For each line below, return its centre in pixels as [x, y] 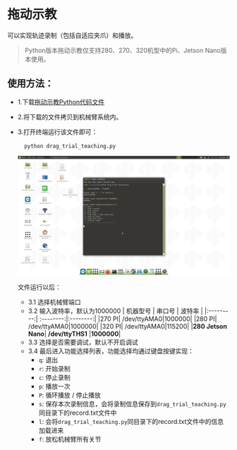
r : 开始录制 [54, 368]
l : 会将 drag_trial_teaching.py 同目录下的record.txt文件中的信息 [131, 421]
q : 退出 [48, 360]
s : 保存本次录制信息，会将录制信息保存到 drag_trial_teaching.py [133, 403]
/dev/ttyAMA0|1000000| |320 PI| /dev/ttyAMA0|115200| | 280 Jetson [128, 326]
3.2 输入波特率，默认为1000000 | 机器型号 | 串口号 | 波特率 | [115, 310]
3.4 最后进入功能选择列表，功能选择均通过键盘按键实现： [111, 351]
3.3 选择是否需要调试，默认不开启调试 [83, 342]
